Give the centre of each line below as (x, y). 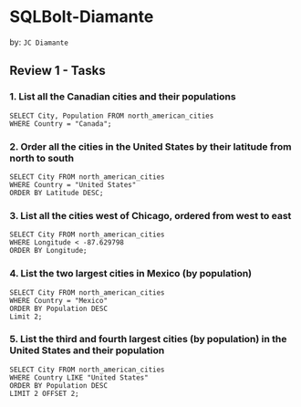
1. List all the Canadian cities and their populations (123, 97)
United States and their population (87, 350)
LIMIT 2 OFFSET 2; (44, 393)
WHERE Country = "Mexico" (58, 300)
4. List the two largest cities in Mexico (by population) (131, 274)
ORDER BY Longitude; (49, 251)
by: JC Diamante (39, 42)
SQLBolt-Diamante (82, 17)
